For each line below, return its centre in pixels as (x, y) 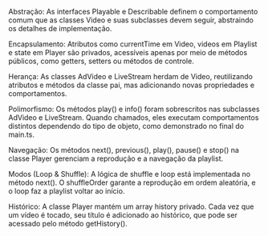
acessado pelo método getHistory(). (68, 224)
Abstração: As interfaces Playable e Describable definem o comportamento (133, 12)
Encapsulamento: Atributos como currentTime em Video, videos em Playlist (133, 44)
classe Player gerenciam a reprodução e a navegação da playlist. (116, 158)
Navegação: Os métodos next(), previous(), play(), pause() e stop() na (124, 150)
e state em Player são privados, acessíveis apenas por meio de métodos (128, 52)
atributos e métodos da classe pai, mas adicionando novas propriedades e (132, 85)
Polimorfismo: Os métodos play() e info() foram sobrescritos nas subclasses (134, 109)
